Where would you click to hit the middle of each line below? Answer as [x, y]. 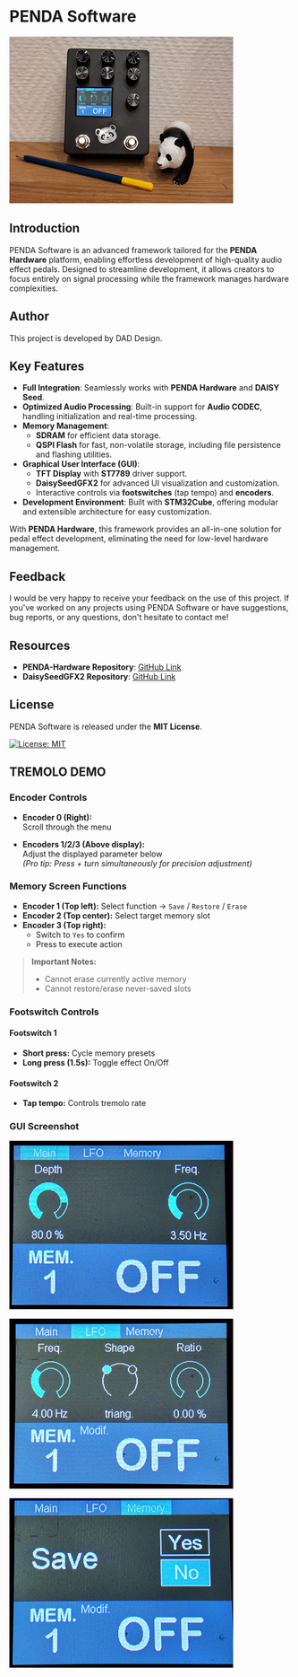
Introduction [45, 228]
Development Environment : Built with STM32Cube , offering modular [150, 502]
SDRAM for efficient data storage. [98, 435]
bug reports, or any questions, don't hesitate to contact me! [119, 618]
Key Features [47, 366]
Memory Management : [66, 426]
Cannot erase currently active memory [115, 979]
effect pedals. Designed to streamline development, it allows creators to [142, 269]
